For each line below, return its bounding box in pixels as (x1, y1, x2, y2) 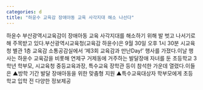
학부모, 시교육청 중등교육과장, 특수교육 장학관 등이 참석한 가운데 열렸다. (17, 62, 186, 69)
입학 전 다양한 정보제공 (17, 77, 72, 85)
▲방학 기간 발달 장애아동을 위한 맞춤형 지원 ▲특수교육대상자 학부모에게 (12, 69, 182, 77)
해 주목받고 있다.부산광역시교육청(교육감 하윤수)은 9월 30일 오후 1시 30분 (6, 39, 179, 47)
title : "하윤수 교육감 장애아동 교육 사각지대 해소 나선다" (6, 14, 135, 21)
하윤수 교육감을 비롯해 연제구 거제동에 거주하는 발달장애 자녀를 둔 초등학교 (17, 54, 193, 62)
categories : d (6, 8, 42, 15)
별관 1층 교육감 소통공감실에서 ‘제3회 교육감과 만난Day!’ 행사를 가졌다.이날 (12, 47, 188, 54)
